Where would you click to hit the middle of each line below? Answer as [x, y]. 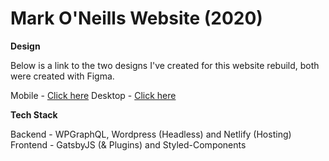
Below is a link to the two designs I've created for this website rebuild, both [165, 65]
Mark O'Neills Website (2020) [136, 18]
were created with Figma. [62, 76]
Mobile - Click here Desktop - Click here [93, 95]
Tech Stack [34, 114]
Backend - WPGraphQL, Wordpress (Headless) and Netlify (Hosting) [151, 134]
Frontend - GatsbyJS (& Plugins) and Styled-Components [128, 144]
